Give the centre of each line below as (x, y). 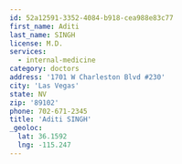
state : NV (28, 94)
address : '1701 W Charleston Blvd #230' (88, 77)
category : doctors (44, 69)
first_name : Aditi (44, 26)
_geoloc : (26, 128)
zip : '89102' (34, 102)
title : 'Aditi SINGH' (51, 119)
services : (28, 52)
